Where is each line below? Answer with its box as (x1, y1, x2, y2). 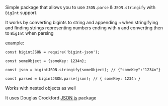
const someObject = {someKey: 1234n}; (5, 59, 87, 64)
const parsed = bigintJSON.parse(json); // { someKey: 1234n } (5, 76, 141, 81)
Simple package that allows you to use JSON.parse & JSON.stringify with (5, 5, 156, 10)
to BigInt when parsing (5, 30, 54, 36)
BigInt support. (5, 10, 38, 16)
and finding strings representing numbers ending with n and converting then (5, 25, 163, 31)
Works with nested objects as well (5, 85, 76, 91)
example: (5, 40, 24, 46)
